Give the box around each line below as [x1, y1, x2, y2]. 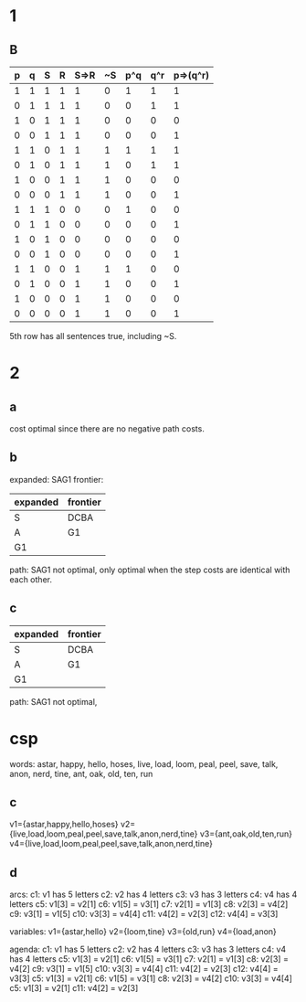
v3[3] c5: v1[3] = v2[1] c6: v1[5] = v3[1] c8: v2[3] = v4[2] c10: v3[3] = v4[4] [9, 973, 292, 984]
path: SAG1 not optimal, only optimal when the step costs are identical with [9, 564, 290, 575]
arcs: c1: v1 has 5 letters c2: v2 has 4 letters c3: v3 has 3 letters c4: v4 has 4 [9, 889, 298, 901]
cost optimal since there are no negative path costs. [9, 423, 206, 434]
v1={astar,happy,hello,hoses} [9, 819, 119, 830]
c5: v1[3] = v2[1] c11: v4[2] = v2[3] [9, 983, 139, 994]
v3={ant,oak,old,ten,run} [199, 828, 293, 839]
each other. [9, 573, 53, 585]
